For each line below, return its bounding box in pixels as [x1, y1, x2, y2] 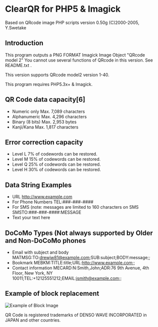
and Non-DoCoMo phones [5, 236, 86, 245]
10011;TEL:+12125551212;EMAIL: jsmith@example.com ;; [12, 275, 122, 281]
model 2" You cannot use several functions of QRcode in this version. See [5, 57, 153, 63]
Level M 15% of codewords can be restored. [12, 156, 101, 162]
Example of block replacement [5, 289, 100, 298]
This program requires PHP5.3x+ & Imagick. [5, 81, 93, 87]
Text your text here [12, 215, 50, 220]
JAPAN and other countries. [5, 317, 61, 323]
